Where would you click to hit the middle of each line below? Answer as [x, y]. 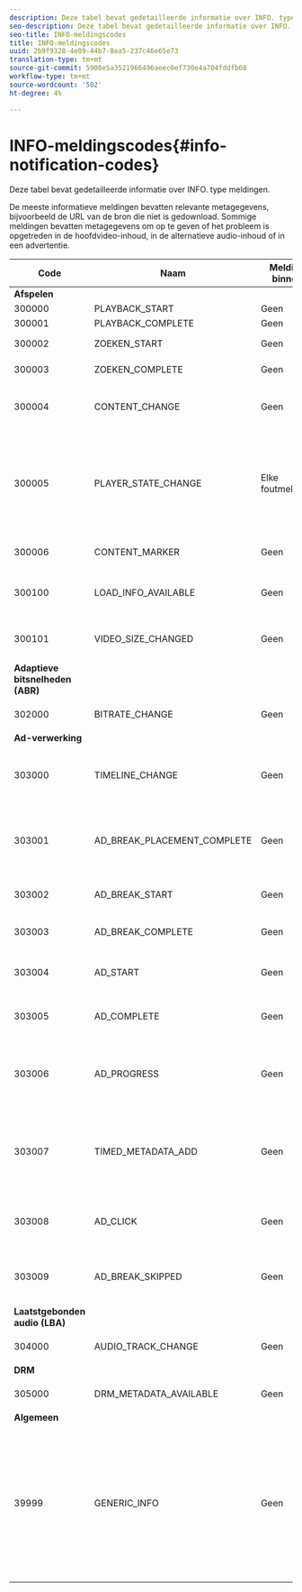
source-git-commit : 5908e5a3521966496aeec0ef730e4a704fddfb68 [128, 69]
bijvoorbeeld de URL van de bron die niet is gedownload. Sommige [133, 216]
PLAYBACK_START [134, 309]
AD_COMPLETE [127, 1017]
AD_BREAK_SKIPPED [138, 1276]
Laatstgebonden [50, 1312]
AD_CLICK [115, 1221]
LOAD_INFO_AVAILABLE [145, 593]
